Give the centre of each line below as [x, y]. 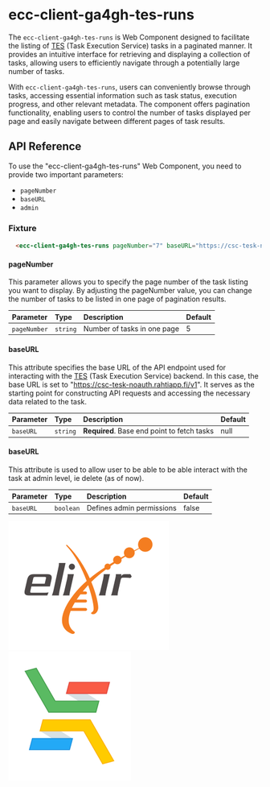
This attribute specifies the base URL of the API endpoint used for [117, 367]
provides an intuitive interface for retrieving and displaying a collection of [129, 54]
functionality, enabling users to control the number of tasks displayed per [130, 112]
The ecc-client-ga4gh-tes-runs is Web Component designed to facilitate [129, 37]
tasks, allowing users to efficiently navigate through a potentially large [124, 63]
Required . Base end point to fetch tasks [149, 431]
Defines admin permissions [131, 507]
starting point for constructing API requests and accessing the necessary [129, 393]
